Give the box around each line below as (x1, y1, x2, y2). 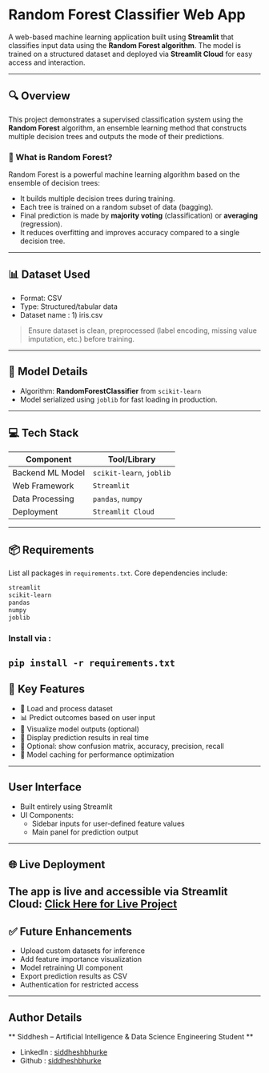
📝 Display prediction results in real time (19, 732, 150, 742)
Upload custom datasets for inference (19, 946, 146, 955)
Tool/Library (107, 454, 156, 465)
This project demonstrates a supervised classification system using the (8, 114, 243, 124)
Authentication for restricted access (19, 980, 139, 990)
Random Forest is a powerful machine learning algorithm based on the (8, 170, 240, 179)
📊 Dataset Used (8, 268, 90, 282)
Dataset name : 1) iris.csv (19, 310, 103, 319)
